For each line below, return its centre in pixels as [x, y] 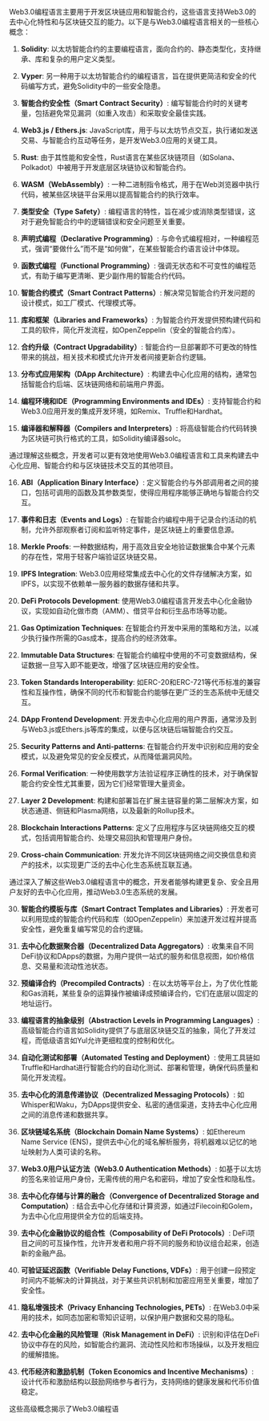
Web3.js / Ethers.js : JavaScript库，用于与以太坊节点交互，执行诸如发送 [139, 130]
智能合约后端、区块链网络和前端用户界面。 [98, 384]
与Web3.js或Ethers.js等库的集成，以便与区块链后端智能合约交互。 [129, 729]
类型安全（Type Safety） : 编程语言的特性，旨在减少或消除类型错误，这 [138, 212]
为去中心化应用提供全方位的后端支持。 [84, 1216]
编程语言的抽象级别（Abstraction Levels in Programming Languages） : [140, 1020]
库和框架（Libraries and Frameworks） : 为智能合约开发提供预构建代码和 [141, 320]
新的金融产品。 [45, 1253]
